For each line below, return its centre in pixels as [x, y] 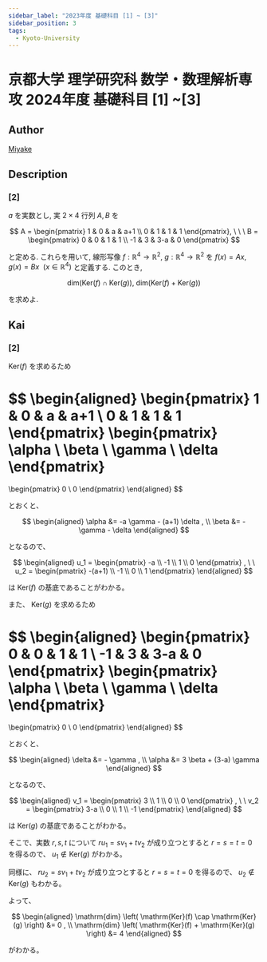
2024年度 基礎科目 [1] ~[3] [113, 100]
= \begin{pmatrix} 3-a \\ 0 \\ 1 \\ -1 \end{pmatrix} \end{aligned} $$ [134, 809]
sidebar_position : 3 [43, 23]
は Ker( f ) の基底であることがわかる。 [69, 587]
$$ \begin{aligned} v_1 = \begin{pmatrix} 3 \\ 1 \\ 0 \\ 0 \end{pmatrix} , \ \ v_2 [134, 801]
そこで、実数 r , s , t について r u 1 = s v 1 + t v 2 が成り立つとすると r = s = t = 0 [130, 843]
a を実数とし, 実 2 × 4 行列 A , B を [64, 215]
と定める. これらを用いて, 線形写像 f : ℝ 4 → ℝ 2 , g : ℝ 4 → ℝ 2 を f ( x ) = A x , [128, 256]
